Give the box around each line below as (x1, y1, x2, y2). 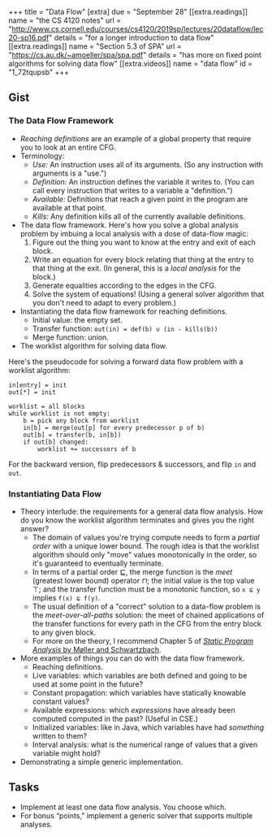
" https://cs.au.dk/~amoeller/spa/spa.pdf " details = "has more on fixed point (8, 50, 262, 59)
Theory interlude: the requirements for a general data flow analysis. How (19, 506, 264, 516)
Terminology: (19, 150, 65, 161)
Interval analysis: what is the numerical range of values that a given (32, 739, 258, 749)
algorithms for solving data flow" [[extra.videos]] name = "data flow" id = (8, 59, 253, 68)
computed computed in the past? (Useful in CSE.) (32, 713, 199, 723)
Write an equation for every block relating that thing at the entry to (32, 254, 254, 264)
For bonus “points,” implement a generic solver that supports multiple (19, 810, 253, 820)
